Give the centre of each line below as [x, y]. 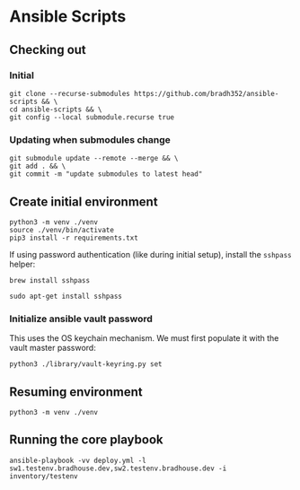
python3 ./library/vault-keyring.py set [86, 364]
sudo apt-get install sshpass [66, 296]
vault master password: [53, 348]
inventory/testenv [44, 476]
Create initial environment [84, 201]
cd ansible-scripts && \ [56, 109]
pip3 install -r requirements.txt [74, 238]
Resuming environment [76, 392]
